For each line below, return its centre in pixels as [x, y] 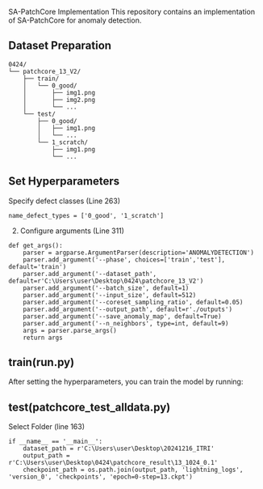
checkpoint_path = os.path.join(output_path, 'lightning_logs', [133, 470]
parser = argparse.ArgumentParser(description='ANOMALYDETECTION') [138, 253]
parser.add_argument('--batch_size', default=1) [106, 288]
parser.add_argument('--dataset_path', [90, 274]
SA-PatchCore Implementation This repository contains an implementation [132, 12]
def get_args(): [35, 245]
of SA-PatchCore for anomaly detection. [75, 20]
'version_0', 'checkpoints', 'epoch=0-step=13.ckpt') [101, 477]
